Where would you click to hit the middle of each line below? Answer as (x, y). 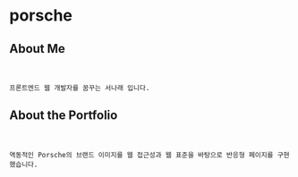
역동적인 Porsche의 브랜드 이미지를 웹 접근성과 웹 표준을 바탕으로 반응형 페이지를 (141, 155)
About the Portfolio (64, 116)
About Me (37, 49)
